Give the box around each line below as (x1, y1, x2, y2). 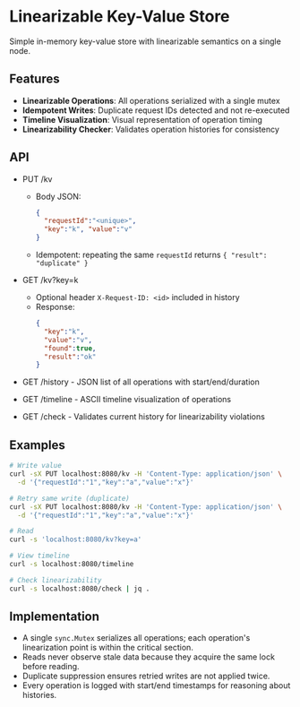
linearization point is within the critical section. (21, 642, 194, 653)
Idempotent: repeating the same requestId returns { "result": (35, 249, 268, 261)
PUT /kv (21, 173, 53, 185)
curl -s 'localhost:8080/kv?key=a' (9, 535, 142, 544)
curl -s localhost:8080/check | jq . (9, 584, 150, 593)
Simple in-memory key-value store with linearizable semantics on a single (9, 36, 282, 47)
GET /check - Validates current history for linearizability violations (21, 411, 266, 422)
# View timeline (9, 551, 70, 561)
